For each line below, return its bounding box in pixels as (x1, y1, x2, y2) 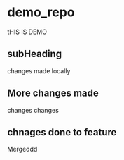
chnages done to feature (7, 126, 117, 138)
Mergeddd (7, 145, 38, 154)
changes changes (7, 106, 60, 114)
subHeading (7, 48, 62, 60)
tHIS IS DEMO (7, 27, 48, 36)
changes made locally (7, 66, 71, 75)
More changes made (7, 87, 99, 99)
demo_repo (7, 4, 75, 20)
